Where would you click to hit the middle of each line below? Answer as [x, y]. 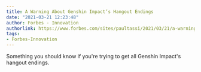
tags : [13, 34]
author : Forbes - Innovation [42, 23]
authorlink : [21, 28]
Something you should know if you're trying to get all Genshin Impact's [94, 56]
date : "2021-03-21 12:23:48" [42, 17]
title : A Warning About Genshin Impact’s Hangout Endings [80, 12]
